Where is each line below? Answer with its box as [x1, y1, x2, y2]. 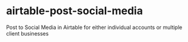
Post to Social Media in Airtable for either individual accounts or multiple [6, 24, 183, 31]
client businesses [6, 30, 49, 37]
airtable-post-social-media [6, 4, 144, 18]
